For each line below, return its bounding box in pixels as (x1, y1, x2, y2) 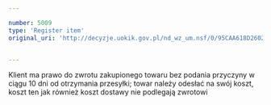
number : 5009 (8, 19, 52, 27)
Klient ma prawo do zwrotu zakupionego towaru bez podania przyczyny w (8, 70, 256, 80)
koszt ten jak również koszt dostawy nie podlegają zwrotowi (8, 87, 208, 97)
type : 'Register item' (8, 26, 85, 35)
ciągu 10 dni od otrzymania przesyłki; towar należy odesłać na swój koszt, (8, 78, 254, 89)
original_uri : (8, 34, 56, 42)
